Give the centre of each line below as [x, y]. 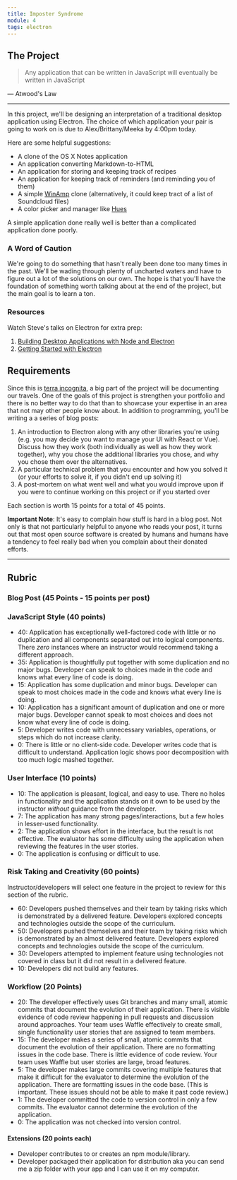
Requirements [39, 371]
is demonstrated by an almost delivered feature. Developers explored [118, 938]
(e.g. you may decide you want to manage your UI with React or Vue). [119, 439]
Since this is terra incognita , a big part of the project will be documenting [113, 388]
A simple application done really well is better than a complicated [102, 222]
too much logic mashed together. [66, 760]
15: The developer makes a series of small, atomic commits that [110, 1039]
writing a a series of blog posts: [53, 418]
